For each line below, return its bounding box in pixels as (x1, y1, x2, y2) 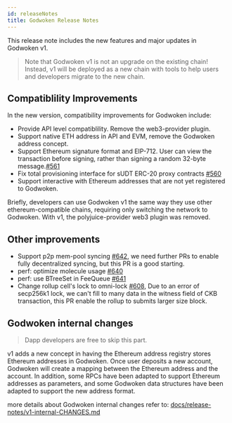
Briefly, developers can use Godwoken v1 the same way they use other (7, 198, 213, 207)
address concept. (17, 140, 69, 148)
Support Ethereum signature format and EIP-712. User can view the (17, 147, 212, 155)
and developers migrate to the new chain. (24, 72, 146, 81)
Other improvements (7, 233, 101, 245)
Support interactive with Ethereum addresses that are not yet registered (17, 177, 226, 186)
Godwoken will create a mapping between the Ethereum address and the (7, 364, 219, 372)
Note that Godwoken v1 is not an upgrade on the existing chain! (24, 57, 209, 65)
